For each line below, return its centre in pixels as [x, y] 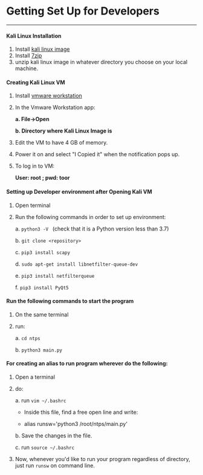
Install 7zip [28, 56]
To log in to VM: [35, 166]
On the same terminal [42, 314]
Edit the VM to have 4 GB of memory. [61, 143]
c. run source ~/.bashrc [45, 447]
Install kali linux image [42, 49]
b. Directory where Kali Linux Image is [63, 131]
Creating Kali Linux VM [36, 82]
